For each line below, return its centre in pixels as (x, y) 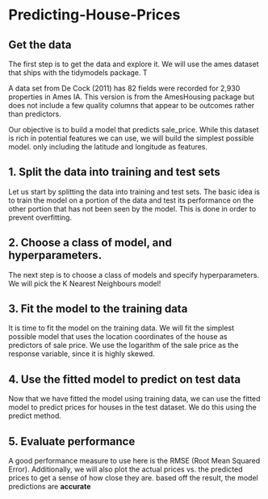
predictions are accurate (50, 487)
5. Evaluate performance (72, 441)
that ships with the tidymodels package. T (78, 73)
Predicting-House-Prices (94, 15)
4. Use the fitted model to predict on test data (124, 379)
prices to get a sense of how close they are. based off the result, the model (133, 478)
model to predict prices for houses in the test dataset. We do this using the (132, 407)
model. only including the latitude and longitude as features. (108, 147)
